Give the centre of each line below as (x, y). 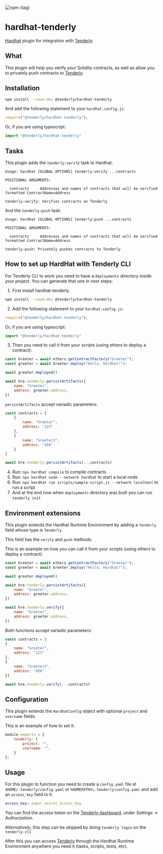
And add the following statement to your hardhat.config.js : (65, 109)
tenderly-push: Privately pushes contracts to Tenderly (63, 249)
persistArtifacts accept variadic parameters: (51, 404)
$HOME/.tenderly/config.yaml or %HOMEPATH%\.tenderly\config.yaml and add (81, 789)
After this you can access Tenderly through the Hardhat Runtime (70, 841)
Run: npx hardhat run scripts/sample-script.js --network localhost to (85, 483)
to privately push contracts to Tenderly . (45, 73)
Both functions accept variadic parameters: (48, 630)
